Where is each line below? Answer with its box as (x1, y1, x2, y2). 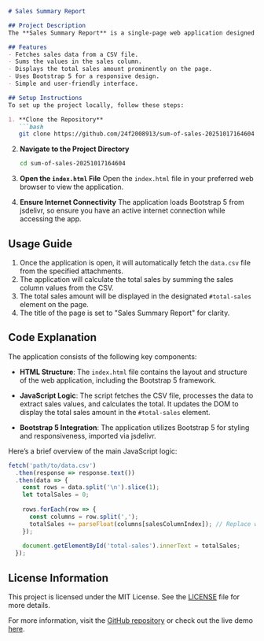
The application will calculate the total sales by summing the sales (19, 274, 233, 283)
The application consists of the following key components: (8, 351, 197, 361)
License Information (8, 571, 108, 584)
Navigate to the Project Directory (19, 144, 130, 154)
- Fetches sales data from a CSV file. (8, 50, 139, 58)
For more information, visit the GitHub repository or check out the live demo (8, 615, 254, 625)
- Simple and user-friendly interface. (8, 80, 139, 87)
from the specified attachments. (19, 266, 124, 276)
